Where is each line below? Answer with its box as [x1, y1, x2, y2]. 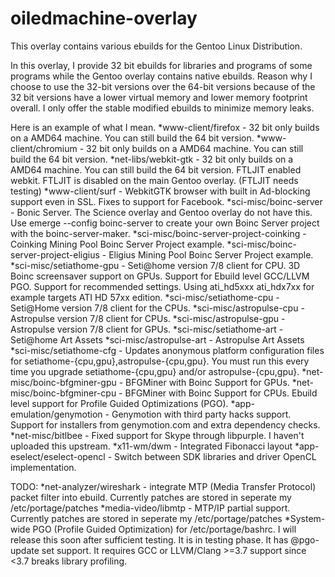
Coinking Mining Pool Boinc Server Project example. [10, 238, 225, 250]
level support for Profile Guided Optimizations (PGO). [10, 397, 229, 409]
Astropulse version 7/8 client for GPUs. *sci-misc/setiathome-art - [10, 323, 284, 335]
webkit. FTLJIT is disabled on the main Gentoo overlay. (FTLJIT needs [10, 174, 299, 186]
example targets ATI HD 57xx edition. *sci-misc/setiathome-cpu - [10, 291, 280, 303]
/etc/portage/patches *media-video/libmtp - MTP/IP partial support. [10, 502, 291, 514]
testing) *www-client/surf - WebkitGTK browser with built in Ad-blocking [10, 185, 311, 197]
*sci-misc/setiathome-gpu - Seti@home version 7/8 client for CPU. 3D [10, 259, 301, 271]
